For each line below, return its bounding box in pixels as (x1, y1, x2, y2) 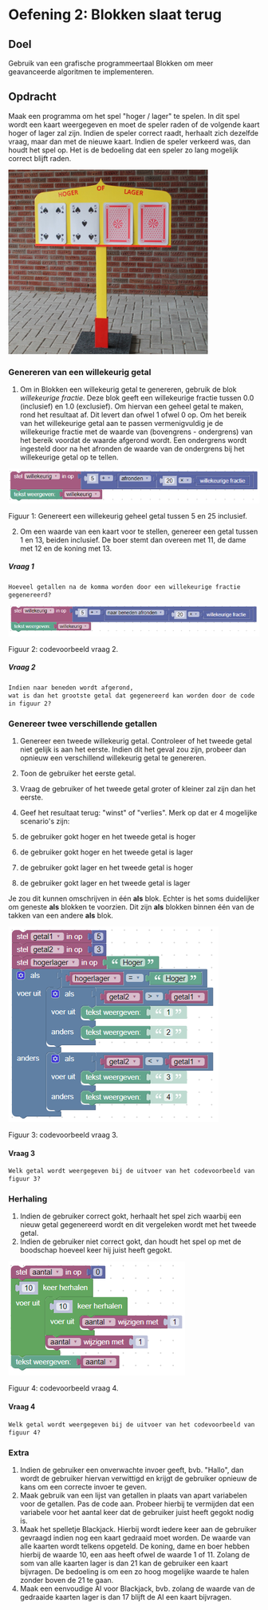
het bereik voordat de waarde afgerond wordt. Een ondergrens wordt (19, 436, 247, 445)
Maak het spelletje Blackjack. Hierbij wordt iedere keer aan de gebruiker (19, 1524, 257, 1533)
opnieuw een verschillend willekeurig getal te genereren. (19, 752, 207, 763)
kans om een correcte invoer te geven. (19, 1482, 148, 1491)
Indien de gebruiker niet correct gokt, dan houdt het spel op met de (19, 1237, 242, 1246)
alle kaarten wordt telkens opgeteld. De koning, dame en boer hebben (19, 1541, 250, 1551)
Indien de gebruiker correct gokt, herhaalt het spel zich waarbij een (19, 1211, 242, 1221)
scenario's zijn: (19, 816, 70, 826)
